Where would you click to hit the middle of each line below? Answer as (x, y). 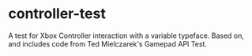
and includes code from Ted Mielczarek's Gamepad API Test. (108, 43)
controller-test (57, 14)
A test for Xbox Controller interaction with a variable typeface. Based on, (126, 35)
